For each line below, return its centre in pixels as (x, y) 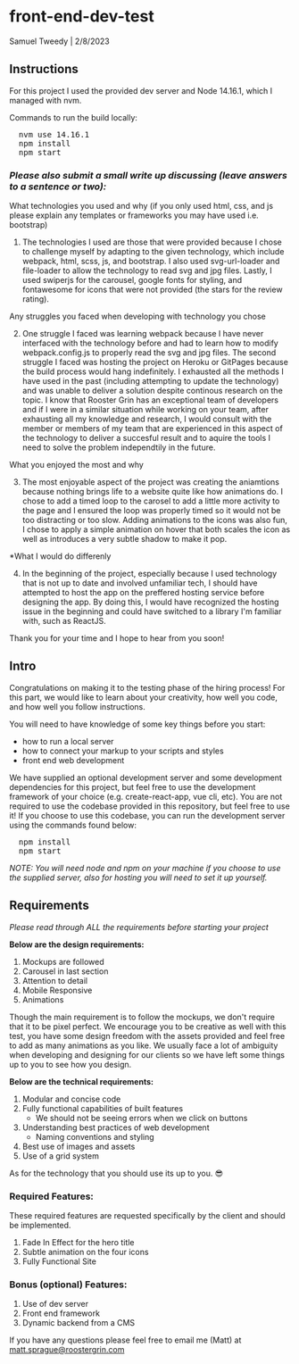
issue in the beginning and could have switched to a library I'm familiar (152, 611)
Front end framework (61, 1313)
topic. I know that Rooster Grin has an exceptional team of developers (150, 400)
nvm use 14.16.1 (54, 134)
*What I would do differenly (60, 556)
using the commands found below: (73, 825)
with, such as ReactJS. (64, 621)
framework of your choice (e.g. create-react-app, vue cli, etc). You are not (146, 796)
